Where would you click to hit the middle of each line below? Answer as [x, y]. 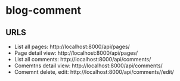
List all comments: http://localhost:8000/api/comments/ [83, 59]
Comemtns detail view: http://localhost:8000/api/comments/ [89, 66]
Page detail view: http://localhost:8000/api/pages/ [76, 53]
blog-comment [44, 10]
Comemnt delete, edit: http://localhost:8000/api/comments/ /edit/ [94, 72]
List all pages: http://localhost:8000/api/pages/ [72, 46]
